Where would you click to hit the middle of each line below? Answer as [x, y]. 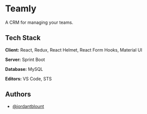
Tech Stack [23, 38]
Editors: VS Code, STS [29, 79]
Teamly [21, 9]
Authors [18, 94]
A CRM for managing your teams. [39, 22]
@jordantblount [28, 106]
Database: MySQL [24, 69]
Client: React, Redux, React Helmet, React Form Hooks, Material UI [74, 50]
